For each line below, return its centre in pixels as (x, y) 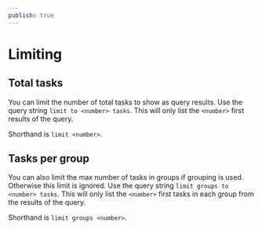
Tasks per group (49, 159)
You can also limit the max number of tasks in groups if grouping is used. (126, 177)
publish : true (31, 15)
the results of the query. (47, 203)
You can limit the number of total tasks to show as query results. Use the (126, 102)
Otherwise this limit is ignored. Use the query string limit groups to (118, 186)
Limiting (35, 54)
